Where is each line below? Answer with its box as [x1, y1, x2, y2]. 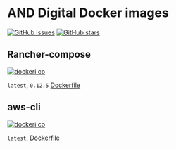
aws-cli [7, 101, 41, 113]
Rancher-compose [7, 48, 92, 60]
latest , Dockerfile [7, 134, 60, 142]
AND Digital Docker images [7, 5, 169, 21]
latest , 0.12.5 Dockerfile [7, 81, 81, 89]
